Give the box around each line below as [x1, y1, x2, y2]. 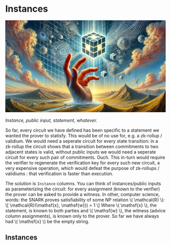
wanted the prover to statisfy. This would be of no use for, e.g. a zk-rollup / [5, 132, 162, 138]
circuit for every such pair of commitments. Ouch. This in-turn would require [5, 154, 165, 160]
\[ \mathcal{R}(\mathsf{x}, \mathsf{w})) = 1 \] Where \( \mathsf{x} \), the [5, 202, 157, 208]
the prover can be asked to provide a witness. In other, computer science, [5, 191, 160, 197]
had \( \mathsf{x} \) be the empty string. [5, 218, 90, 225]
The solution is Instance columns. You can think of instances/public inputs [5, 180, 161, 186]
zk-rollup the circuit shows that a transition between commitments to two [5, 143, 159, 150]
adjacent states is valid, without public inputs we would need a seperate [5, 149, 156, 155]
